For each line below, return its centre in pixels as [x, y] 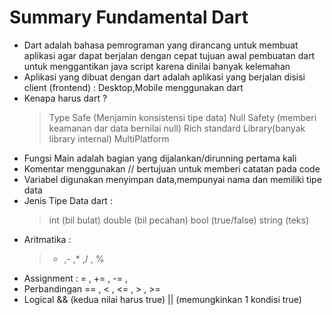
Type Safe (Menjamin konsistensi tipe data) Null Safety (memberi [182, 117]
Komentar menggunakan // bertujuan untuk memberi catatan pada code [172, 168]
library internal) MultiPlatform [109, 138]
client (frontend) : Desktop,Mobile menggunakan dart [133, 87]
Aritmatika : [47, 239]
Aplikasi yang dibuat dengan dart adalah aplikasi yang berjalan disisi [164, 77]
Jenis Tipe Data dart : [68, 200]
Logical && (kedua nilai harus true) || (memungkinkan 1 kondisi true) [162, 299]
